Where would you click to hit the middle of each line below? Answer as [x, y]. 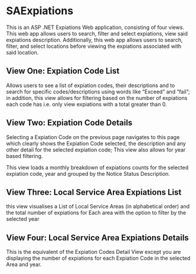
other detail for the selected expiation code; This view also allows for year [96, 150]
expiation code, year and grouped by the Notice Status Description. [88, 173]
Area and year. [24, 265]
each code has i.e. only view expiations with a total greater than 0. [86, 104]
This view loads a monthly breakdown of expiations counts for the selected [97, 167]
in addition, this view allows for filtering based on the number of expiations [97, 98]
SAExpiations [40, 11]
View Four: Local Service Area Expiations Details [97, 238]
